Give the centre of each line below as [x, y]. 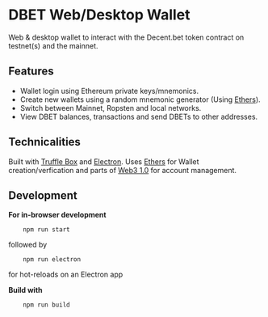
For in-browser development [57, 215]
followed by [28, 245]
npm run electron [52, 260]
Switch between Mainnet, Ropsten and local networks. [111, 108]
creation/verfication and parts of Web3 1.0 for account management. [122, 170]
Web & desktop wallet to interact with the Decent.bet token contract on [126, 37]
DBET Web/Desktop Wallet [99, 15]
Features [31, 72]
